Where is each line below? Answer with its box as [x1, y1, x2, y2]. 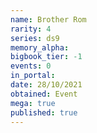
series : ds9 [10, 33, 60, 43]
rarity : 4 [10, 24, 52, 34]
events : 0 [10, 61, 52, 71]
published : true [10, 107, 78, 118]
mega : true [10, 98, 56, 108]
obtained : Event [10, 89, 78, 99]
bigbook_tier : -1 [10, 52, 83, 62]
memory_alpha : [10, 42, 70, 53]
